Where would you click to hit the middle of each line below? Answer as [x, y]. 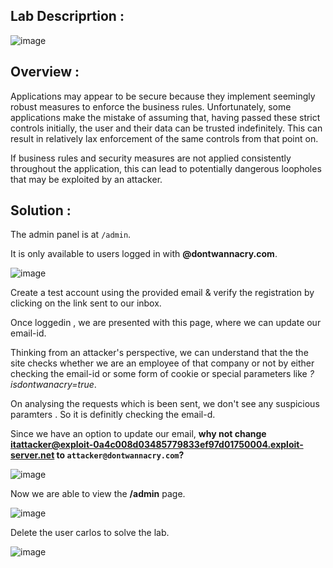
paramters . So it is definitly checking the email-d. [113, 415]
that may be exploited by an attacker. [86, 179]
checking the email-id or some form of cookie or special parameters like [159, 374]
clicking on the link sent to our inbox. [86, 303]
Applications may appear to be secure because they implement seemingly [163, 96]
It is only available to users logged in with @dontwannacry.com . [144, 254]
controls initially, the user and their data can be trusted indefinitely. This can [166, 128]
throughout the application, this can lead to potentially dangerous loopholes [166, 168]
